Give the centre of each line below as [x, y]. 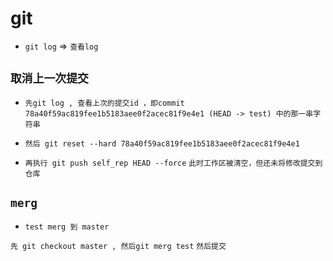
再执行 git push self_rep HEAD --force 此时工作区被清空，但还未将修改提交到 [173, 163]
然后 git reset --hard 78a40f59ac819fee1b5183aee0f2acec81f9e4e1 [162, 143]
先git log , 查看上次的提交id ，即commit [104, 103]
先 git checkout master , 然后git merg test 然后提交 [118, 246]
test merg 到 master [67, 227]
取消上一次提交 [49, 79]
